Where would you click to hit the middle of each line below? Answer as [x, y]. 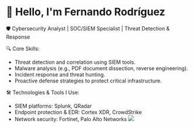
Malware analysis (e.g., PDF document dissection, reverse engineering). [101, 68]
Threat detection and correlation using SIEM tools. [75, 62]
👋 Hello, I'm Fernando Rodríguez [86, 12]
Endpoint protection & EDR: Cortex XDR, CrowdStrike [78, 112]
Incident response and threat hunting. [60, 74]
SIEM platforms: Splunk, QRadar [53, 106]
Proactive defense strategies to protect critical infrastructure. [88, 81]
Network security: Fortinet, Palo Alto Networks [71, 119]
